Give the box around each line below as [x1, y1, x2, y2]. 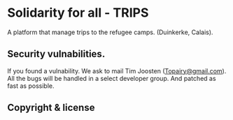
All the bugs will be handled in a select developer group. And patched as [7, 74, 216, 82]
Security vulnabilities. [7, 48, 106, 60]
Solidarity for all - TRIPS [7, 5, 149, 21]
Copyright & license [7, 102, 95, 114]
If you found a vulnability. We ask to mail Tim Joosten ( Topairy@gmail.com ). [7, 66, 227, 75]
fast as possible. [7, 82, 55, 90]
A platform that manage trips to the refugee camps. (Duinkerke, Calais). [7, 28, 213, 36]
